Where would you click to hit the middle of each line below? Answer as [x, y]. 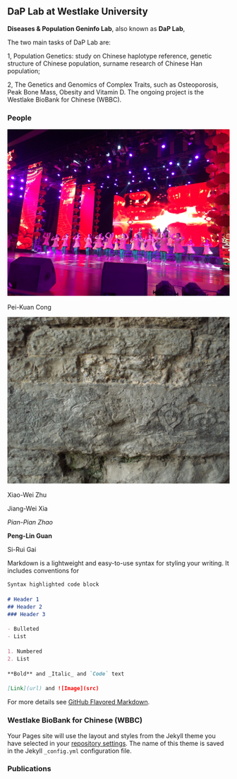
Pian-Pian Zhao [30, 522]
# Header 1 [23, 599]
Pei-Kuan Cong [29, 307]
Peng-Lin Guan [30, 536]
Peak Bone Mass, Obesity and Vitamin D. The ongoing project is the [106, 92]
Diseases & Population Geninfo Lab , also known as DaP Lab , [96, 28]
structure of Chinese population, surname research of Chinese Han [105, 63]
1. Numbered [25, 651]
